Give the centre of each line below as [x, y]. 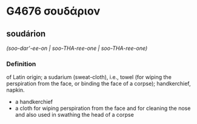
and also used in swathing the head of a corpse [75, 115]
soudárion [26, 34]
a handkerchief [34, 102]
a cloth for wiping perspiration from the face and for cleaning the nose [103, 108]
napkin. [16, 90]
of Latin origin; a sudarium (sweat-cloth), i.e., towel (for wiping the [89, 77]
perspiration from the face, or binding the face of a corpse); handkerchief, [98, 84]
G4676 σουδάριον [53, 11]
